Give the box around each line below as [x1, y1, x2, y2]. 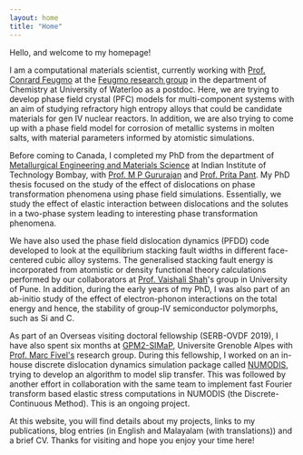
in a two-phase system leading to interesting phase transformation [9, 207, 259, 218]
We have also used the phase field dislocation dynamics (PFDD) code [9, 235, 269, 246]
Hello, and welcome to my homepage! [9, 46, 151, 57]
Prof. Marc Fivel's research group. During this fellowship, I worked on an [9, 349, 279, 360]
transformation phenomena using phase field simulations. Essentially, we [9, 188, 282, 199]
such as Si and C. [9, 312, 75, 323]
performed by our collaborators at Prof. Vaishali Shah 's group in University [9, 274, 288, 285]
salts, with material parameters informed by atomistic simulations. [9, 132, 255, 143]
